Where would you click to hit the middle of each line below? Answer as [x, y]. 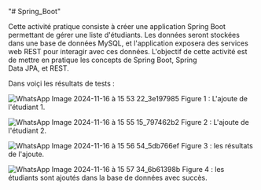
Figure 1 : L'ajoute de [214, 99]
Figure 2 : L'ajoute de [215, 122]
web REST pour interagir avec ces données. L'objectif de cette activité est [128, 51]
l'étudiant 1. [27, 107]
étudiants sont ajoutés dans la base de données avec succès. [108, 177]
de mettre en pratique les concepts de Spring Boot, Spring [103, 60]
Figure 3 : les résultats [217, 146]
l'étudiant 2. [28, 130]
